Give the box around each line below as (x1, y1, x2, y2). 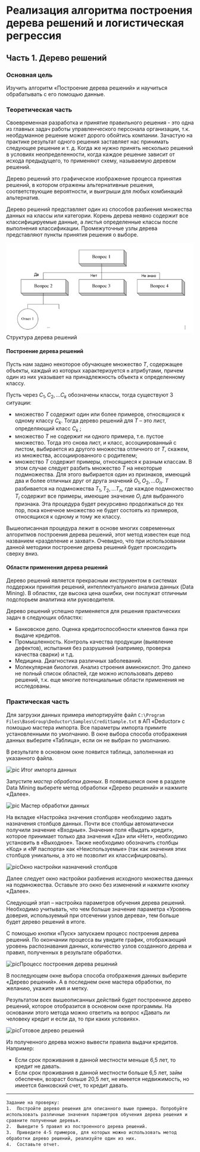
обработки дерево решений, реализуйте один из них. (6, 1135, 137, 1141)
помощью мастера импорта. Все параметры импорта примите (6, 724, 167, 731)
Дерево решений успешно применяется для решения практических (6, 608, 181, 615)
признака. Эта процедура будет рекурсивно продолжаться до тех (14, 500, 184, 508)
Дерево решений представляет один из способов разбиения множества (6, 206, 192, 213)
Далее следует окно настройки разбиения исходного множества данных (6, 875, 193, 882)
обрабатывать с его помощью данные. (6, 90, 105, 97)
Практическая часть (6, 697, 70, 706)
